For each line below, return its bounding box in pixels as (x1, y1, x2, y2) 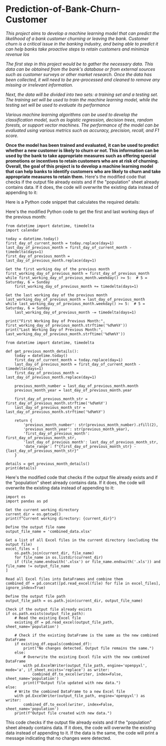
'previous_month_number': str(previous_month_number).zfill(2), (23, 422, 159, 427)
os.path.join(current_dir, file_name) (14, 550, 94, 556)
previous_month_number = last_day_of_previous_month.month (14, 383, 139, 389)
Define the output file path (5, 594, 66, 599)
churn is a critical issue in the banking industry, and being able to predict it (5, 41, 159, 46)
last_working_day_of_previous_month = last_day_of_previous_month (5, 297, 145, 302)
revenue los (5, 51, 30, 57)
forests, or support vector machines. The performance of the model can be (5, 122, 160, 128)
